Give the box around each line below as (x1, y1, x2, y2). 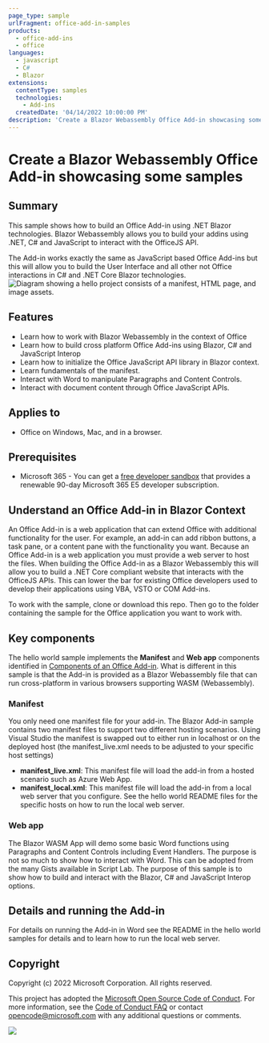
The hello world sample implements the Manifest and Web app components (8, 652, 260, 662)
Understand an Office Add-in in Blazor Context (8, 503, 246, 517)
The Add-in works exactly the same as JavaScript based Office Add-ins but (8, 253, 258, 263)
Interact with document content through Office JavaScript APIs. (19, 382, 230, 393)
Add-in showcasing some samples (8, 167, 243, 186)
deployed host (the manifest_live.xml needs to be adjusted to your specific (8, 742, 254, 751)
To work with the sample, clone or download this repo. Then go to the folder (8, 600, 259, 610)
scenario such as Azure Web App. (19, 775, 133, 784)
